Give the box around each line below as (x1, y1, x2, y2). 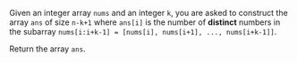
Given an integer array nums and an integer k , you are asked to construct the (9, 8, 288, 18)
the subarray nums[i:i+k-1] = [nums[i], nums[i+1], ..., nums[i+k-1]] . (9, 27, 277, 36)
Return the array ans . (9, 43, 87, 54)
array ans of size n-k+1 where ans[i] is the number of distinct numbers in (9, 17, 281, 28)
